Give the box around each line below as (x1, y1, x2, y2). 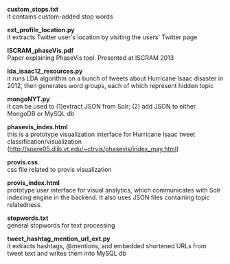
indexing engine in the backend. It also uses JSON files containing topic (7, 193, 211, 201)
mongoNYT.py (7, 95, 50, 103)
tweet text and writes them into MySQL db (7, 250, 127, 257)
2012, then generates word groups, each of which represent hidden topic (7, 82, 214, 89)
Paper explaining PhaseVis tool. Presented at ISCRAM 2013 (7, 54, 174, 62)
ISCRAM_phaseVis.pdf (7, 47, 74, 54)
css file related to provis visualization (7, 166, 112, 173)
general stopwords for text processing (7, 221, 115, 229)
